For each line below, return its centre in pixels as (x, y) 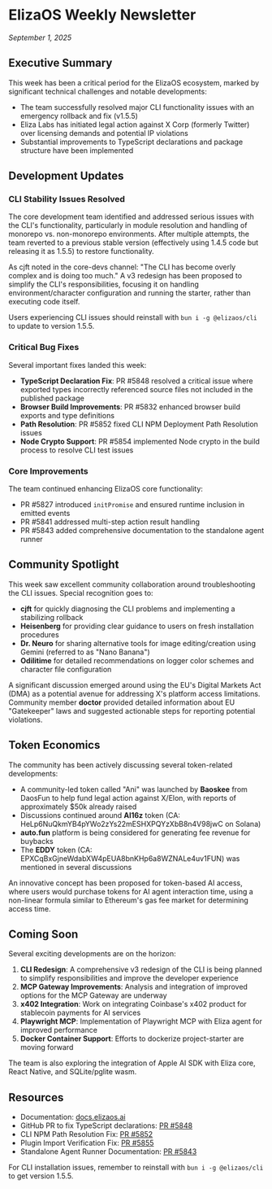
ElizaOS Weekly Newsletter (102, 15)
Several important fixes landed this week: (78, 365)
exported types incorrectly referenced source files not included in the (136, 389)
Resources (36, 1097)
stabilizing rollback (52, 617)
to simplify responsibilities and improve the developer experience (130, 978)
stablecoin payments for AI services (80, 1013)
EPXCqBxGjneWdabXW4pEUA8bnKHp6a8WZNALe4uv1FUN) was (130, 858)
